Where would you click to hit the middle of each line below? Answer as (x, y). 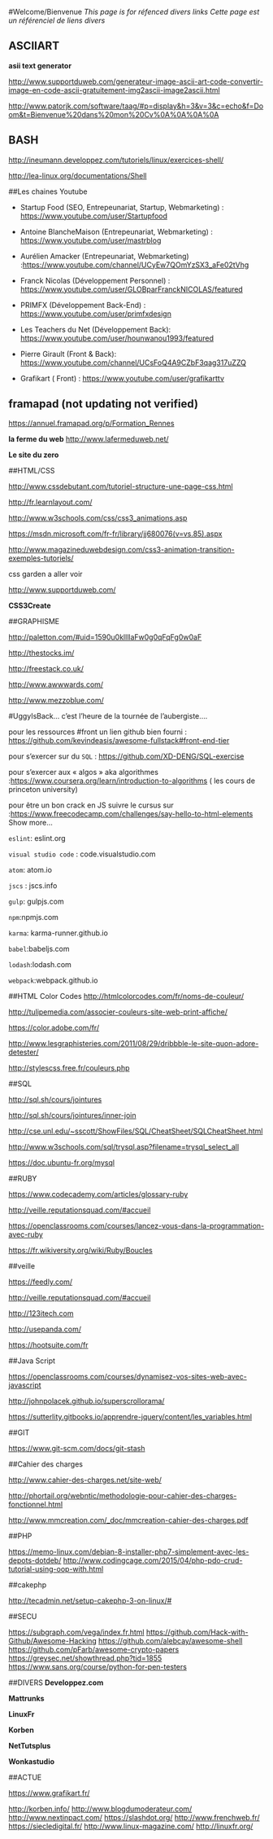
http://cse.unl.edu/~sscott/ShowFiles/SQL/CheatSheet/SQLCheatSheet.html (136, 1131)
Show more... (30, 823)
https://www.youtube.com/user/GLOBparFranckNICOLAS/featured (132, 289)
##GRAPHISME (34, 622)
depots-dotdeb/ (35, 1560)
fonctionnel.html (36, 1505)
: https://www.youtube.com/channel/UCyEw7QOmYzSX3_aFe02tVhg (134, 265)
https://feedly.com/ (41, 1282)
